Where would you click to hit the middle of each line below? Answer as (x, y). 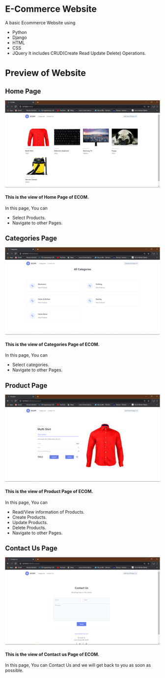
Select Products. (29, 217)
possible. (14, 671)
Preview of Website (46, 73)
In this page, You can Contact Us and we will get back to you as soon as (78, 665)
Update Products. (30, 522)
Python (19, 32)
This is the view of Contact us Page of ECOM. (52, 654)
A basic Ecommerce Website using (40, 23)
